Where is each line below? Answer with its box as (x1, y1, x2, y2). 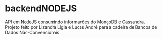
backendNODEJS (5, 3, 77, 14)
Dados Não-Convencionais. (5, 29, 61, 35)
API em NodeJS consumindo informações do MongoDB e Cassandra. (5, 19, 145, 25)
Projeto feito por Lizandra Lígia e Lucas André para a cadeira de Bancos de (5, 24, 157, 30)
